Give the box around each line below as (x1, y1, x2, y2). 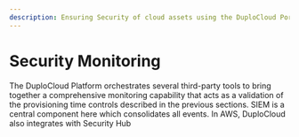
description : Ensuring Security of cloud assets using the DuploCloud (9, 12, 277, 22)
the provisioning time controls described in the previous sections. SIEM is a (9, 99, 285, 110)
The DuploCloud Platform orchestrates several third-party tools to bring (9, 80, 271, 91)
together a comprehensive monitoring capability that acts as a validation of (9, 89, 284, 100)
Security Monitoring (9, 50, 162, 71)
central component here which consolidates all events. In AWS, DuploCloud (9, 108, 287, 119)
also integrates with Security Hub (9, 118, 132, 128)
